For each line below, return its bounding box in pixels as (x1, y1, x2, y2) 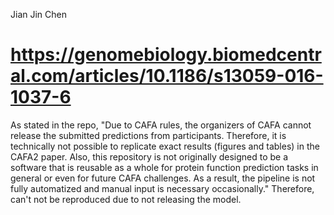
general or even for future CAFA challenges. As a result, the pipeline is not (10, 172, 316, 184)
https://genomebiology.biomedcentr (10, 44, 322, 66)
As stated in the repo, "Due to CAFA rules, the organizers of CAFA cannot (10, 119, 312, 131)
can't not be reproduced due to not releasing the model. (10, 193, 242, 205)
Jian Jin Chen (10, 9, 67, 20)
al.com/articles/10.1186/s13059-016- (10, 65, 324, 88)
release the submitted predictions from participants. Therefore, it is (10, 129, 287, 141)
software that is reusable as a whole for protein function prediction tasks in (10, 161, 319, 173)
